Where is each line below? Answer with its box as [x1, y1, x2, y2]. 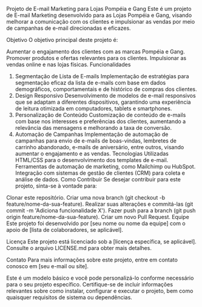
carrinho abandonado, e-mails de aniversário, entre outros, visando [15, 144, 184, 150]
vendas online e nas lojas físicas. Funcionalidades [6, 61, 131, 68]
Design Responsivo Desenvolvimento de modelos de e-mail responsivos [15, 92, 196, 99]
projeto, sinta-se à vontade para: [15, 182, 97, 189]
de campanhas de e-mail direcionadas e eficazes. [6, 24, 132, 32]
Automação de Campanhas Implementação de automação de [15, 130, 169, 138]
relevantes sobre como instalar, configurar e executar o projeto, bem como [6, 288, 194, 294]
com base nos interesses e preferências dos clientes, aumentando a [15, 118, 186, 125]
